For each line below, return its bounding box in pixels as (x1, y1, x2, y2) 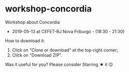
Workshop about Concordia (5, 19, 60, 25)
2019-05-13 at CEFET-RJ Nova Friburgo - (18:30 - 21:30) (12, 28, 125, 34)
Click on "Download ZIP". (12, 52, 62, 58)
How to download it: (5, 37, 45, 44)
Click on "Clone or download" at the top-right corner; (12, 47, 118, 53)
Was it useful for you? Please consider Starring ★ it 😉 (5, 61, 114, 67)
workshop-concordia (5, 3, 92, 14)
